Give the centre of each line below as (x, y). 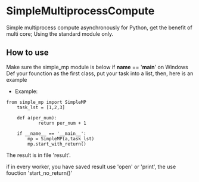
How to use (27, 53)
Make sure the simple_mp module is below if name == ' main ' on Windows (97, 67)
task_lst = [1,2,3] (41, 107)
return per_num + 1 (62, 123)
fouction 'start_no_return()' (39, 173)
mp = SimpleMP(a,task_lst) (61, 138)
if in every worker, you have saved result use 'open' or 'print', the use (91, 166)
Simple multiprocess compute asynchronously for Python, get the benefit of (99, 27)
